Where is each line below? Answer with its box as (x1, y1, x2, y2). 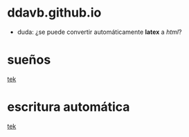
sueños (7, 52, 51, 68)
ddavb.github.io (7, 5, 102, 21)
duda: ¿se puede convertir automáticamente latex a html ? (17, 28, 182, 36)
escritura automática (7, 99, 130, 115)
